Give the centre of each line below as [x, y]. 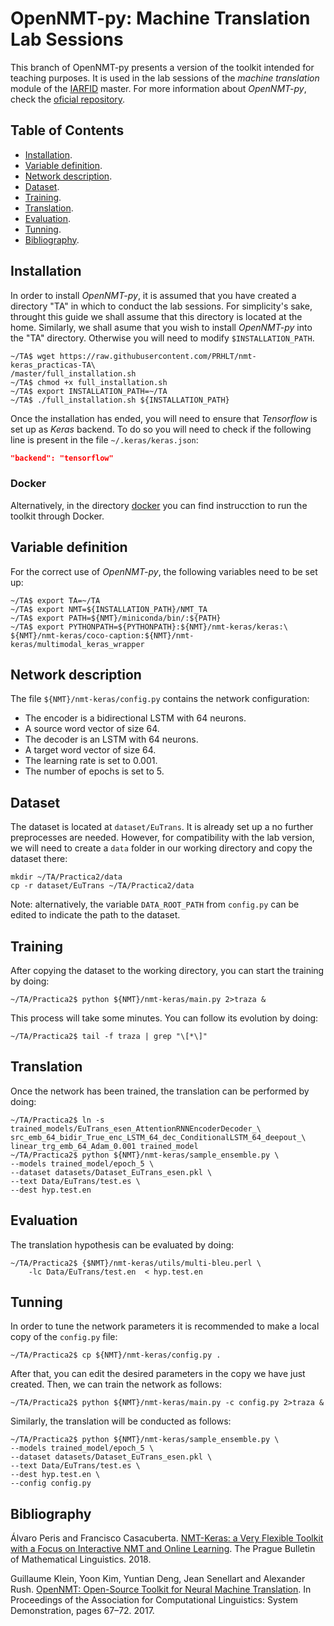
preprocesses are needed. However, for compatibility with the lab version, [162, 838]
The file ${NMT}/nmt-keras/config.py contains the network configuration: [160, 699]
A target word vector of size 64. [90, 750]
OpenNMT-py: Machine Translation [160, 18]
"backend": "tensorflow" [62, 458]
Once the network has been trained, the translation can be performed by [160, 1091]
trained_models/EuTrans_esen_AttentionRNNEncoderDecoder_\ [136, 1128]
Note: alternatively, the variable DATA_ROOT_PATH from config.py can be [155, 904]
